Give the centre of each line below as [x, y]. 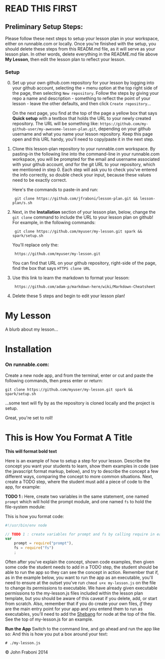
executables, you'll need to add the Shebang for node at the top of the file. [81, 614]
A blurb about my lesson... [32, 329]
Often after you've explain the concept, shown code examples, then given [80, 562]
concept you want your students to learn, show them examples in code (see [82, 466]
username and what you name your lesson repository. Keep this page [82, 134]
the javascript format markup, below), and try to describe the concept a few [82, 471]
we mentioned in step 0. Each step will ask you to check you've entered [85, 170]
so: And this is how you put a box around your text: [56, 634]
